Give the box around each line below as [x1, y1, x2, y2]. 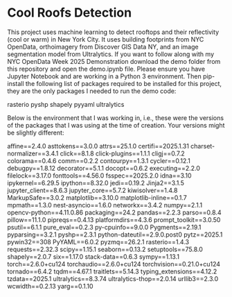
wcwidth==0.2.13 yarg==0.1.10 [7, 282, 93, 290]
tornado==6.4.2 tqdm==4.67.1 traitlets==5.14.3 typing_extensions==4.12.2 [7, 267, 217, 275]
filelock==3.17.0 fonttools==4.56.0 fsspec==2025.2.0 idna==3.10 [7, 171, 192, 180]
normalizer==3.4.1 [7, 149, 59, 158]
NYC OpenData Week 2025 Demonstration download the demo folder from [7, 57, 221, 65]
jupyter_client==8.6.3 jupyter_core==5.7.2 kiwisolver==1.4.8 [7, 186, 178, 194]
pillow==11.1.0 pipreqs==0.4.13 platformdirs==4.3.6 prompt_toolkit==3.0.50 [7, 215, 221, 223]
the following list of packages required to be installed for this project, [25, 79, 222, 87]
